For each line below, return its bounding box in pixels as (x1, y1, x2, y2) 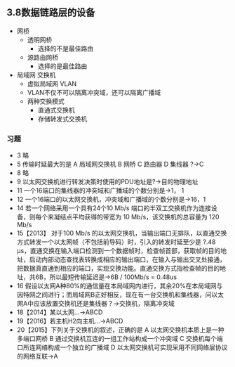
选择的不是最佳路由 (37, 44, 94, 53)
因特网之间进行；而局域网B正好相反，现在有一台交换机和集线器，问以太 (16, 290, 224, 299)
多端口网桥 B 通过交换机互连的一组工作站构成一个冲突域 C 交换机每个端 (16, 335, 223, 343)
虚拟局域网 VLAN (27, 79, 77, 88)
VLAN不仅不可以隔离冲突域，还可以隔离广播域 (27, 88, 161, 96)
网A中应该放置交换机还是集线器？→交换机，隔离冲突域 (16, 300, 175, 308)
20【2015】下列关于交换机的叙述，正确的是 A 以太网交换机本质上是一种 (16, 326, 225, 334)
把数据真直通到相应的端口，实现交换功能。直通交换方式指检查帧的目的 (16, 264, 220, 273)
